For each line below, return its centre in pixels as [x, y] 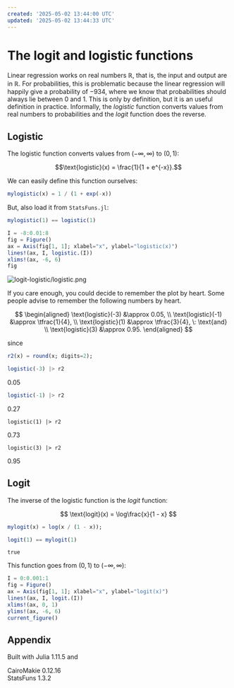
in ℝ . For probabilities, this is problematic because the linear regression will [116, 84]
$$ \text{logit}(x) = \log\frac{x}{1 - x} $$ [118, 514]
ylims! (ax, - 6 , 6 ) [34, 611]
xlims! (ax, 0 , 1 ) [33, 605]
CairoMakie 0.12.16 [34, 671]
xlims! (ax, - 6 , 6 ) [34, 260]
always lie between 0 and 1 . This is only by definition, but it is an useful [110, 99]
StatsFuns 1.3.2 [29, 678]
